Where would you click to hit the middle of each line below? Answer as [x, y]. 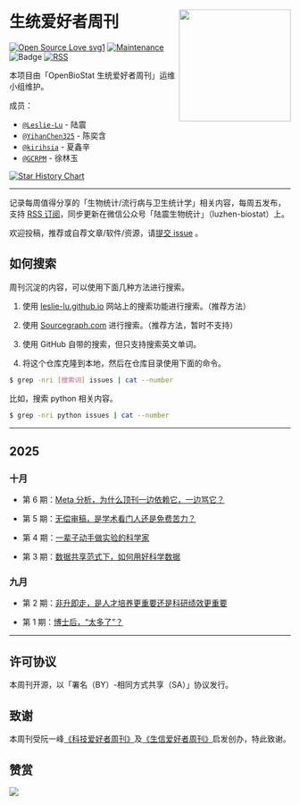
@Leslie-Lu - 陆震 [54, 124]
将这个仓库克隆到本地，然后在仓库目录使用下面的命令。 [124, 363]
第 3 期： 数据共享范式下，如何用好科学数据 [101, 557]
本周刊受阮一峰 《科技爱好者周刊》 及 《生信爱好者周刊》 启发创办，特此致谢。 [150, 739]
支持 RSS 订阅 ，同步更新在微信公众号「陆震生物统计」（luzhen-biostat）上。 [150, 214]
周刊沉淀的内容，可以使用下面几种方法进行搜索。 [99, 287]
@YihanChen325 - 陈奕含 [64, 135]
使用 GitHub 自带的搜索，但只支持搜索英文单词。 [112, 343]
